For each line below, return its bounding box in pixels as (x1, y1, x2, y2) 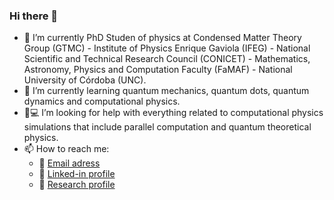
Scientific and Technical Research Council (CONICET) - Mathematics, (23, 53, 311, 65)
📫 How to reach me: (23, 143, 110, 155)
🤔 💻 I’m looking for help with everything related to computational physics (23, 107, 324, 119)
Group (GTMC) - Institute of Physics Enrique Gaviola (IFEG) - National (23, 42, 311, 54)
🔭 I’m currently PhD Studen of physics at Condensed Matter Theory (23, 32, 302, 44)
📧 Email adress (38, 157, 101, 169)
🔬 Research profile (38, 179, 116, 191)
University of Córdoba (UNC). (23, 74, 147, 86)
